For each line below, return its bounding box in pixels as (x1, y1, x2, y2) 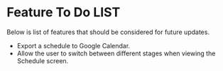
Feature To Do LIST (6, 4, 121, 21)
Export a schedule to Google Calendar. (16, 41, 131, 50)
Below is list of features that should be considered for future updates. (6, 28, 210, 36)
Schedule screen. (16, 56, 69, 65)
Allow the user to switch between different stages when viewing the (16, 49, 216, 58)
